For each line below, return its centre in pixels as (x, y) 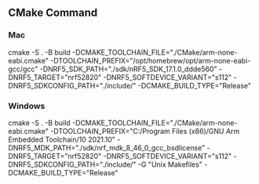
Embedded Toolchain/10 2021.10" (62, 139)
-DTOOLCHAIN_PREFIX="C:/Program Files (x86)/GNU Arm (145, 131)
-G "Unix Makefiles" (170, 164)
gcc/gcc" (23, 69)
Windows (27, 106)
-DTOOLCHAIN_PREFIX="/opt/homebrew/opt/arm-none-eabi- (151, 60)
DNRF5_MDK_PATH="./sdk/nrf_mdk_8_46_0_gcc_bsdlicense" (107, 147)
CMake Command (53, 13)
